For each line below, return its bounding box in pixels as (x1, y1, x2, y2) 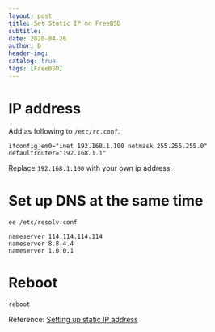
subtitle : (8, 27, 42, 35)
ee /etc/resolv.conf (8, 218, 78, 227)
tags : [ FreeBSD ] (8, 65, 63, 73)
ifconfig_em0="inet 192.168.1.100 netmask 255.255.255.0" (8, 142, 208, 150)
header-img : (8, 49, 48, 57)
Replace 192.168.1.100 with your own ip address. (8, 163, 172, 172)
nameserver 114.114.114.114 (8, 232, 103, 240)
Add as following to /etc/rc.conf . (8, 126, 120, 136)
